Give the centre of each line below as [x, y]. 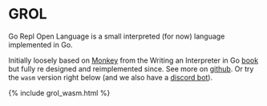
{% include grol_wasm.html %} [59, 92]
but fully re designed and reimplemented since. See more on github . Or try [131, 68]
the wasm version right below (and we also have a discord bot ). [111, 77]
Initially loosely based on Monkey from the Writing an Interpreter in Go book [133, 60]
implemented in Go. [41, 44]
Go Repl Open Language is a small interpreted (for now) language [117, 36]
